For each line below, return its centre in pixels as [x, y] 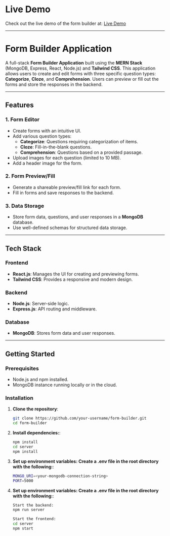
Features [19, 105]
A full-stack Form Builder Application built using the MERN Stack [74, 62]
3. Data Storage [25, 206]
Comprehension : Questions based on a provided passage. [81, 152]
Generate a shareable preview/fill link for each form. [67, 187]
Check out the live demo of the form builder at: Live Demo [66, 23]
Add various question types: [42, 136]
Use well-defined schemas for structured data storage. [70, 228]
